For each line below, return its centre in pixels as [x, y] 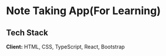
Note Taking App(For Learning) [83, 11]
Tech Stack [27, 33]
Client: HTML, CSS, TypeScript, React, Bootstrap [66, 47]
